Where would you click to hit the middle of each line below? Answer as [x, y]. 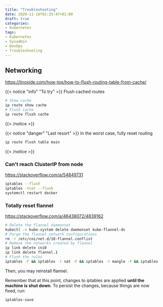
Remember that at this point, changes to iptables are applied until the [75, 280]
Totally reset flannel [29, 205]
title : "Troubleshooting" [31, 10]
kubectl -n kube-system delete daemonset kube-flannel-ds [65, 230]
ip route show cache [26, 105]
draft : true [17, 19]
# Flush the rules [24, 257]
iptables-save [20, 300]
